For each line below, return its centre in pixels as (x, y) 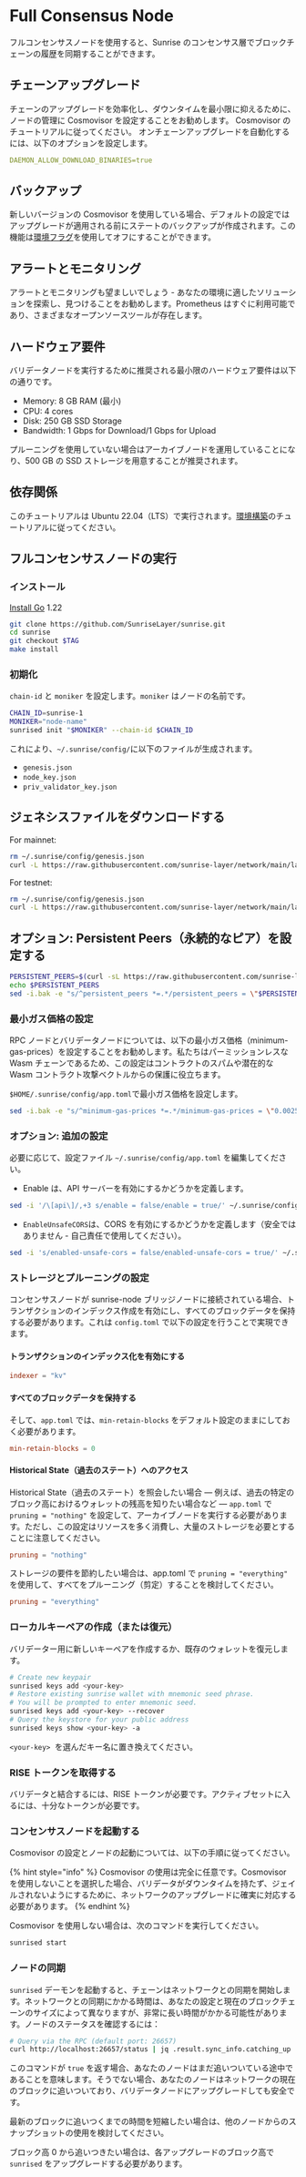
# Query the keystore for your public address (99, 1720)
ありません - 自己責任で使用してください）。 (104, 1236)
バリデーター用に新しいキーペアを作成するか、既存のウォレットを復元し (145, 1649)
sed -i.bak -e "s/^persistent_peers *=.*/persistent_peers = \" (134, 994)
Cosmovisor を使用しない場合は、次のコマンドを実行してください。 (137, 1926)
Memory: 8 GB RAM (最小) (72, 401)
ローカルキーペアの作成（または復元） (93, 1627)
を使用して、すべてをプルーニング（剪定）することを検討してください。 (144, 1585)
